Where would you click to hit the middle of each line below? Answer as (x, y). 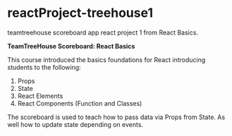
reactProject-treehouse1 (80, 13)
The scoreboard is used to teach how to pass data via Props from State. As (116, 117)
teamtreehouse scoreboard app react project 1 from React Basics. (103, 32)
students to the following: (44, 67)
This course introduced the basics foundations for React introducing (106, 60)
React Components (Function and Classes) (80, 103)
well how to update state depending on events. (75, 124)
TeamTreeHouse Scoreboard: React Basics (71, 46)
